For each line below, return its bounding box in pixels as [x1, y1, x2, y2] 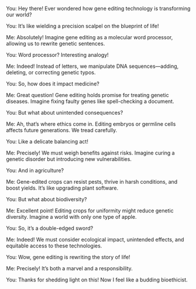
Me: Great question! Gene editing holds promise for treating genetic [6, 92, 169, 98]
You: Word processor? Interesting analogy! [6, 51, 109, 58]
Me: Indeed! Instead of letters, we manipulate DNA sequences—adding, [6, 63, 179, 70]
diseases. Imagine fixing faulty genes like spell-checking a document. [6, 98, 174, 105]
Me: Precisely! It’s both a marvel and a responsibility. [6, 265, 133, 271]
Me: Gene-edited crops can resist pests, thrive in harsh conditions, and [6, 178, 178, 185]
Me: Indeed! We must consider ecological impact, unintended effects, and [6, 236, 184, 243]
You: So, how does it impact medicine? [6, 80, 99, 87]
